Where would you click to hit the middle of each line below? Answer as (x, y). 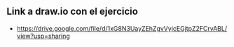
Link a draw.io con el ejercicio (72, 12)
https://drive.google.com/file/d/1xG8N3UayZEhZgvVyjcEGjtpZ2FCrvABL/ (122, 28)
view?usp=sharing (43, 36)
